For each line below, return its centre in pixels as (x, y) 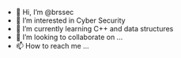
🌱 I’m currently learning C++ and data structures (94, 29)
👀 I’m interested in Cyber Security (70, 20)
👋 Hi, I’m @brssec (45, 12)
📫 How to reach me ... (52, 46)
